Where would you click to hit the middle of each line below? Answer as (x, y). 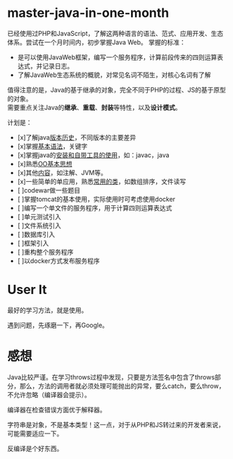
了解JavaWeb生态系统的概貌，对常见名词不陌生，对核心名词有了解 (114, 75)
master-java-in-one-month (88, 13)
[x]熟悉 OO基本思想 (45, 164)
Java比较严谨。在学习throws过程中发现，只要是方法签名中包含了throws (111, 377)
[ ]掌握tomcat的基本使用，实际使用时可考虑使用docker (96, 199)
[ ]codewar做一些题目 (49, 190)
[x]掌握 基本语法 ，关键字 (52, 146)
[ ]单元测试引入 (39, 216)
